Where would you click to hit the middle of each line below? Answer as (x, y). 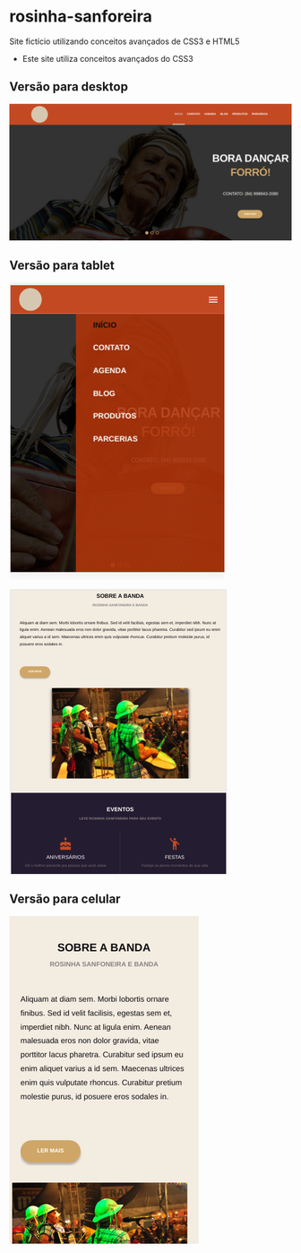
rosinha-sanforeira (81, 17)
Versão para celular (65, 899)
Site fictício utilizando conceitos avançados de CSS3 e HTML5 (125, 41)
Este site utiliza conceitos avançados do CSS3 (108, 58)
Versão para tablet (62, 266)
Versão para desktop (69, 87)
